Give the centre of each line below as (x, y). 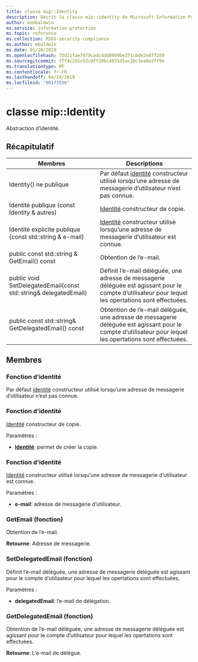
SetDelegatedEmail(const (44, 285)
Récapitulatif (30, 147)
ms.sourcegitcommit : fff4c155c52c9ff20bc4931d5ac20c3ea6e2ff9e (85, 61)
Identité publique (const (42, 205)
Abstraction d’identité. (33, 128)
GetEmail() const (32, 261)
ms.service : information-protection (51, 28)
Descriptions (144, 163)
